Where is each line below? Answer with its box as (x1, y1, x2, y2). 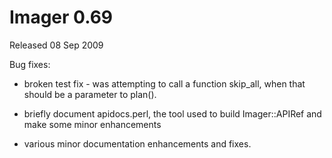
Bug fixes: (9, 58, 51, 70)
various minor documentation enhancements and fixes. (23, 137, 252, 150)
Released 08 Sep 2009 (9, 39, 104, 51)
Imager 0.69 (9, 6, 114, 29)
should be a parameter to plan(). (23, 88, 157, 100)
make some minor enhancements (23, 118, 162, 130)
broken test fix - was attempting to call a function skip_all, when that (23, 77, 306, 90)
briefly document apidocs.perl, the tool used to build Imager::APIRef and (23, 107, 322, 120)
